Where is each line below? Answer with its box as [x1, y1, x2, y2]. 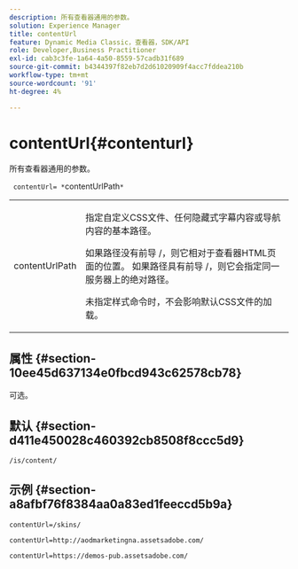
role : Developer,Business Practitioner [9, 46, 157, 55]
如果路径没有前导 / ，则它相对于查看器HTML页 [85, 247, 277, 260]
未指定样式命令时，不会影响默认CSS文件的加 [85, 296, 272, 308]
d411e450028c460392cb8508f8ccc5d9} [9, 433, 245, 448]
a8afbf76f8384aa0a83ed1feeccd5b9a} [9, 497, 233, 512]
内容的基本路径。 [85, 225, 157, 238]
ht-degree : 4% [9, 87, 62, 96]
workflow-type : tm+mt [9, 71, 90, 80]
